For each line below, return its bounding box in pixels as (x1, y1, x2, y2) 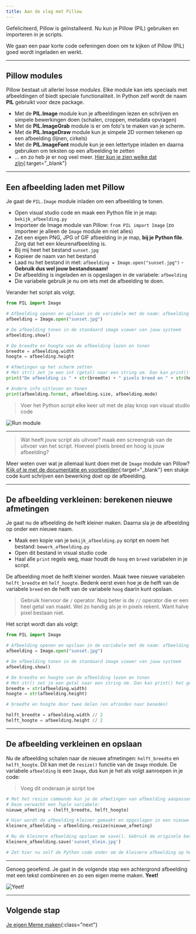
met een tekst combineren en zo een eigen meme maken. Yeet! (6, 871, 159, 878)
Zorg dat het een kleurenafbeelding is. (14, 241, 107, 248)
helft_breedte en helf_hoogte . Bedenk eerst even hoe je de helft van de (6, 579, 180, 586)
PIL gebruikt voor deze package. (6, 99, 85, 106)
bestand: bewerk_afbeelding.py (14, 543, 90, 550)
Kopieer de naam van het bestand (14, 253, 96, 260)
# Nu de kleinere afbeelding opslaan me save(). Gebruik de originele (6, 833, 181, 840)
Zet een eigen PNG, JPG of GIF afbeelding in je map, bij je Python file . (14, 234, 184, 241)
